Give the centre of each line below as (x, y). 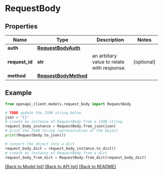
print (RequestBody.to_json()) (36, 135)
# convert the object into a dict (40, 144)
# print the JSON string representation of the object (62, 131)
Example (18, 93)
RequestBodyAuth (59, 48)
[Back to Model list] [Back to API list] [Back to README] (61, 167)
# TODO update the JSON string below (43, 113)
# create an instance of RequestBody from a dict (56, 153)
